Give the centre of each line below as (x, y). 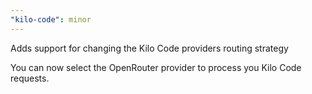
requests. (30, 78)
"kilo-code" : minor (51, 19)
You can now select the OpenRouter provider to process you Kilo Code (156, 67)
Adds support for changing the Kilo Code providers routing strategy (149, 48)
